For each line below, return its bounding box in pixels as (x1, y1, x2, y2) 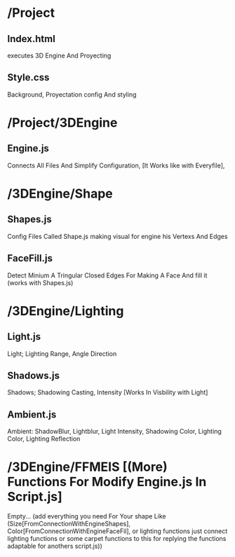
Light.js (7, 331, 41, 343)
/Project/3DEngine (7, 115, 118, 130)
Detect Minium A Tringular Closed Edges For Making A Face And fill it (7, 271, 208, 280)
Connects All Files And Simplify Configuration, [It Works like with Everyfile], (7, 161, 225, 170)
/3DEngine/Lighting (7, 303, 124, 319)
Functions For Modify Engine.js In (7, 474, 207, 490)
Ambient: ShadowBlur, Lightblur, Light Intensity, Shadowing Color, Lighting (7, 427, 222, 436)
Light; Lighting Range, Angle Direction (7, 349, 117, 358)
